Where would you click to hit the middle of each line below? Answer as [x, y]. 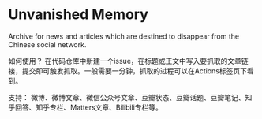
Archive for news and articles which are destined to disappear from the [124, 36]
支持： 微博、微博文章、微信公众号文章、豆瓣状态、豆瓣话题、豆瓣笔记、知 [130, 97]
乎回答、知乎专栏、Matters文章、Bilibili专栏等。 [86, 107]
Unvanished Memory [78, 15]
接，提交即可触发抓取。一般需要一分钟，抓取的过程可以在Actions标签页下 [127, 71]
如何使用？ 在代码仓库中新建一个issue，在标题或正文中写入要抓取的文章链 [128, 61]
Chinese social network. [47, 44]
